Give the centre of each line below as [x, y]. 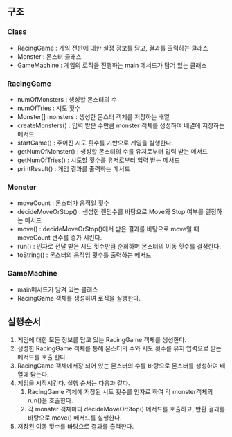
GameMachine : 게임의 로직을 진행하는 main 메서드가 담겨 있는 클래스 [112, 65]
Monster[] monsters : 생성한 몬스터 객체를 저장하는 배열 [93, 116]
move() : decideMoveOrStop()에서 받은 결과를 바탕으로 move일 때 [108, 229]
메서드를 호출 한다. [42, 357]
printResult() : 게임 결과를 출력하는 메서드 [73, 168]
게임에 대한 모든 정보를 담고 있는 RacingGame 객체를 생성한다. [102, 340]
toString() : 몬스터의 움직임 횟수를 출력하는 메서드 [84, 255]
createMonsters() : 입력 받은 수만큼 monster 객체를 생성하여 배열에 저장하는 [121, 125]
